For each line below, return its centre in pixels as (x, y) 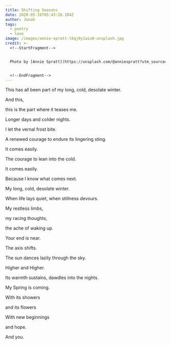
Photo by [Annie (27, 62)
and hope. (16, 327)
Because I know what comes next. (41, 179)
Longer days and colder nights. (38, 119)
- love (17, 34)
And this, (15, 100)
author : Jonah (20, 19)
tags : (11, 24)
